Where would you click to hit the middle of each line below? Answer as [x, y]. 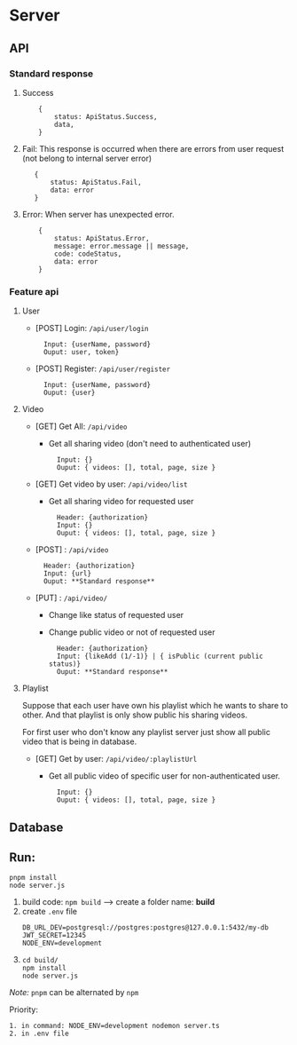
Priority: [23, 1009]
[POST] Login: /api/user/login [92, 329]
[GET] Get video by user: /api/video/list [111, 484]
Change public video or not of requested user [132, 632]
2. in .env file [39, 1034]
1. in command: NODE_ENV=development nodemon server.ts [114, 1026]
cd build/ [40, 961]
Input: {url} [67, 574]
